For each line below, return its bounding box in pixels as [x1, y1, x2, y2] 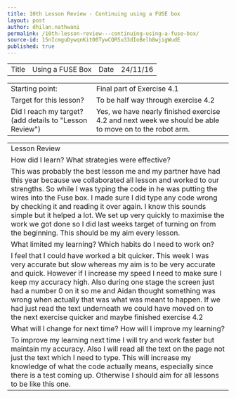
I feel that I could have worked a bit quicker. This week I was [11, 251, 209, 260]
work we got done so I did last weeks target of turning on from [11, 219, 216, 229]
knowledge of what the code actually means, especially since [11, 361, 214, 371]
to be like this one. [11, 379, 72, 389]
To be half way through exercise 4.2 [96, 96, 216, 105]
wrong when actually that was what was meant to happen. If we [11, 295, 221, 304]
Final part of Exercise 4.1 [96, 84, 179, 94]
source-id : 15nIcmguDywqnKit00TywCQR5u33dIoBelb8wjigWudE [7, 37, 181, 44]
